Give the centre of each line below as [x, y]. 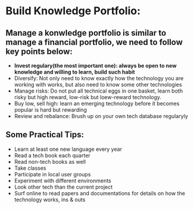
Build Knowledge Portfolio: [73, 11]
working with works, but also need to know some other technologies [98, 85]
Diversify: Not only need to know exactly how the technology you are [99, 78]
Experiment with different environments [62, 180]
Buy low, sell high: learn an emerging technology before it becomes [97, 103]
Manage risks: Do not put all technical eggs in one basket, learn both [98, 91]
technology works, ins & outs [50, 199]
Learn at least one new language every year [68, 149]
